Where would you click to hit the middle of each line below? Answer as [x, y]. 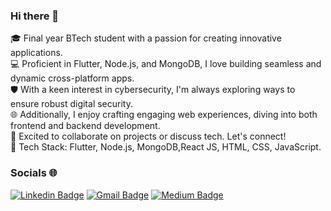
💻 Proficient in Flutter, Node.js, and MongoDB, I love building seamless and [166, 64]
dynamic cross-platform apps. [72, 78]
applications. [36, 53]
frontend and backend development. [85, 126]
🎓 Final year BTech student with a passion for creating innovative [146, 38]
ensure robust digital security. [71, 104]
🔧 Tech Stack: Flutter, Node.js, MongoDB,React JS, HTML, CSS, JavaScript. [166, 147]
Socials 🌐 [34, 173]
